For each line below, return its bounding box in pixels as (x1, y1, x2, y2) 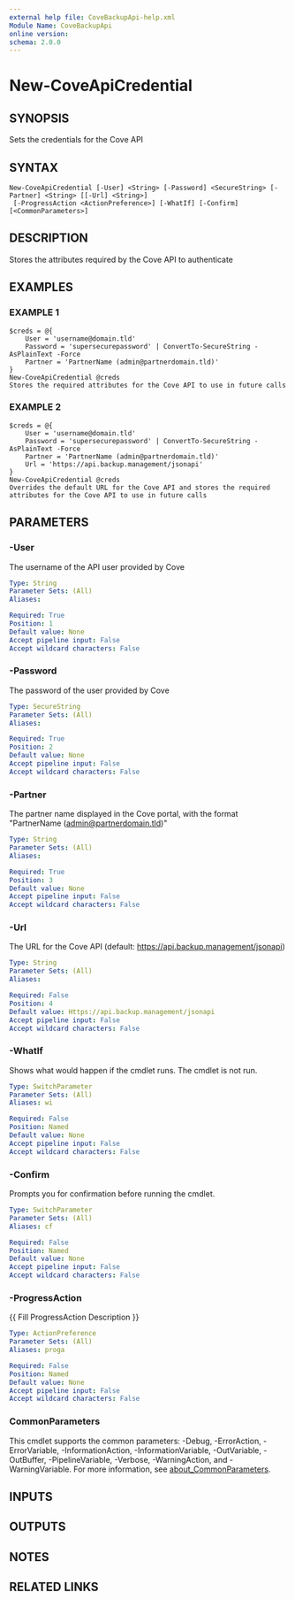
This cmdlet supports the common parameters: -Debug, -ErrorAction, (9, 1435, 262, 1446)
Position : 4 (9, 999, 53, 1008)
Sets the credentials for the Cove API (9, 135, 144, 145)
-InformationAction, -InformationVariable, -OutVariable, (61, 1444, 262, 1456)
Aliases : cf (9, 1222, 53, 1231)
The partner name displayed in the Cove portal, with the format (9, 809, 238, 819)
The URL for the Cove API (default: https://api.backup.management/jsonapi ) (9, 942, 285, 952)
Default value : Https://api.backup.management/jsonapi (9, 1007, 216, 1016)
